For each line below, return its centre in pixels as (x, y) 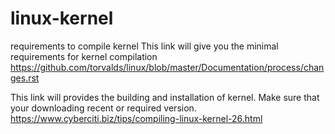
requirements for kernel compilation (84, 56)
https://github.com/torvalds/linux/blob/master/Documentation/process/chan (167, 67)
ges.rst (25, 78)
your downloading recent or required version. (103, 108)
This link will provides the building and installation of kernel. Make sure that (165, 97)
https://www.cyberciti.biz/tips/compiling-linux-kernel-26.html (136, 118)
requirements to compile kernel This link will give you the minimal (144, 46)
